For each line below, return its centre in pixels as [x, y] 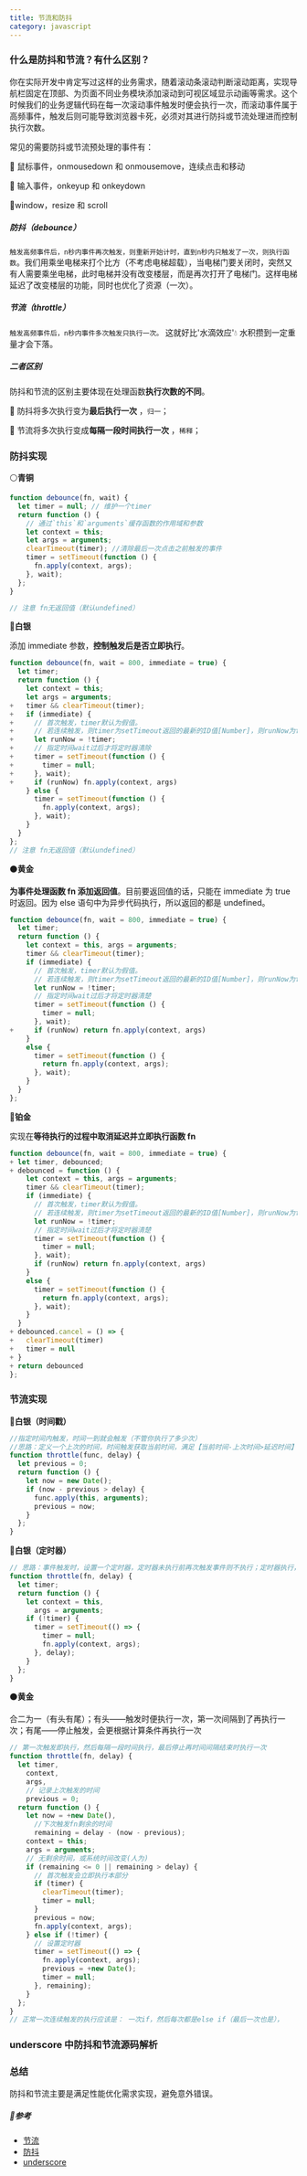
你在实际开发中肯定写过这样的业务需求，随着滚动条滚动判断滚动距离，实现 [149, 81]
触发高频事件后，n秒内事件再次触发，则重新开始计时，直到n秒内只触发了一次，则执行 [146, 252]
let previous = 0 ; [53, 1464]
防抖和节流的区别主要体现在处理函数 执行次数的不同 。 [110, 391]
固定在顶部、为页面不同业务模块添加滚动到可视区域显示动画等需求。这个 [161, 93]
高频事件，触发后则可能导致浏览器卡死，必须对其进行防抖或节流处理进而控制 [153, 116]
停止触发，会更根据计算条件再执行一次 [129, 1730]
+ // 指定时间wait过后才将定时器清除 [80, 748]
